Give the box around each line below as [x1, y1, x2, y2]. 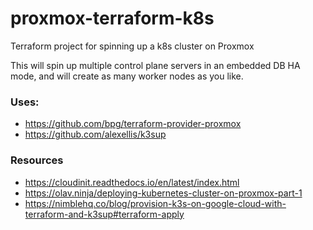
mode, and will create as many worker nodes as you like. [10, 70, 244, 82]
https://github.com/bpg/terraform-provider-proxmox [24, 118, 242, 130]
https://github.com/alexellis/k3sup [24, 128, 167, 141]
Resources [10, 153, 64, 167]
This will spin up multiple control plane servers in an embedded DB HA [10, 59, 301, 71]
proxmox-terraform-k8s [10, 7, 215, 30]
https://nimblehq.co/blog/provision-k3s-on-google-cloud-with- [24, 197, 287, 209]
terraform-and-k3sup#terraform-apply [24, 208, 185, 220]
